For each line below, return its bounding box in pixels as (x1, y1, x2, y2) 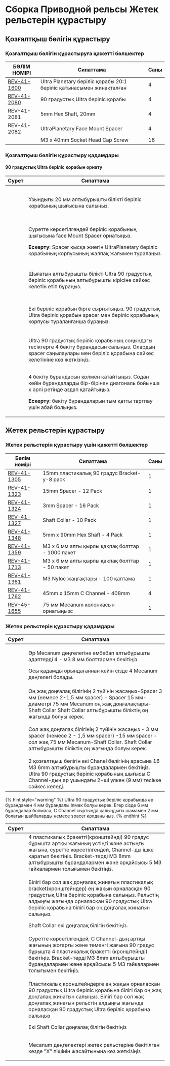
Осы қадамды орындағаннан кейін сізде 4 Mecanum (28, 667, 158, 674)
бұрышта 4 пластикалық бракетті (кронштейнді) (28, 947, 148, 955)
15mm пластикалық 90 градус (42, 469, 118, 477)
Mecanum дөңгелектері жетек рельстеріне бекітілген (28, 1041, 160, 1048)
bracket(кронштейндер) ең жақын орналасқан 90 (28, 885, 151, 892)
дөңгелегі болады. (28, 673, 74, 680)
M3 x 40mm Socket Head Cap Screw (40, 136, 129, 143)
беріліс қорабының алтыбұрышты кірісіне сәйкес (28, 277, 150, 283)
